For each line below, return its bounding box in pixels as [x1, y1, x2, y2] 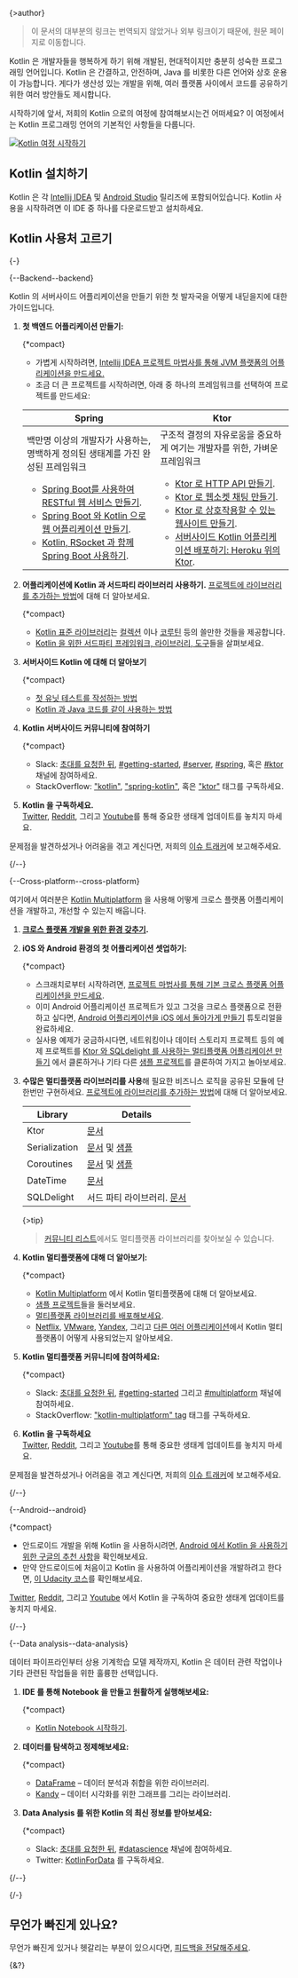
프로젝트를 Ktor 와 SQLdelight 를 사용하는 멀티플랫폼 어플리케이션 [44, 1045, 273, 1056]
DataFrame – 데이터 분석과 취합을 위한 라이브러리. [35, 1777, 210, 1788]
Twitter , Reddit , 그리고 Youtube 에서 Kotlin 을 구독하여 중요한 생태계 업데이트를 [9, 1592, 286, 1602]
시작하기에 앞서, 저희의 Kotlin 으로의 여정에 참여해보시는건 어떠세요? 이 [9, 108, 255, 118]
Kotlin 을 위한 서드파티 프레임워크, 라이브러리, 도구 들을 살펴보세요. [35, 637, 264, 648]
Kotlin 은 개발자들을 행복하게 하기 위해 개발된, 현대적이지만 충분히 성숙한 [9, 56, 259, 66]
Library [36, 1108, 68, 1120]
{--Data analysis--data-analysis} [9, 1638, 129, 1649]
